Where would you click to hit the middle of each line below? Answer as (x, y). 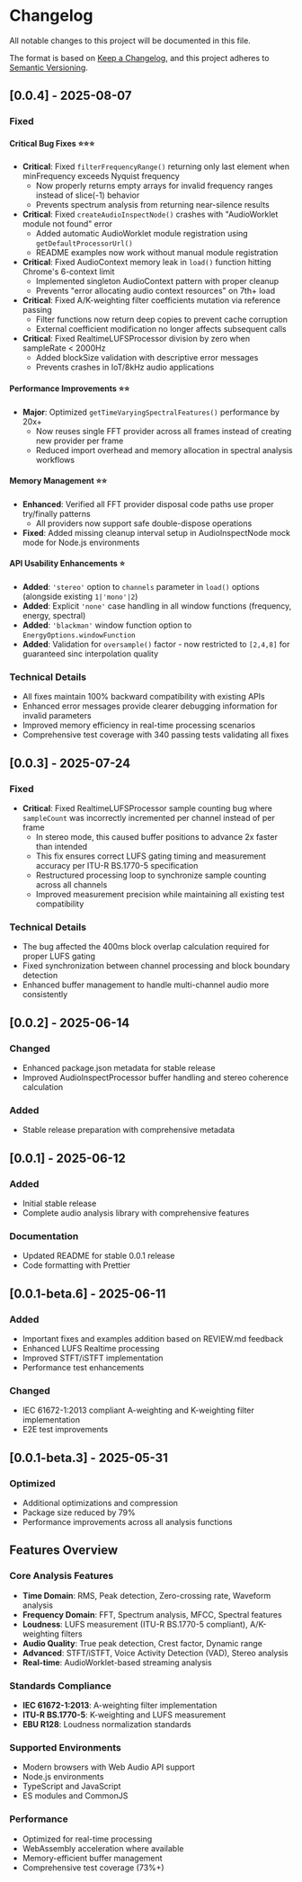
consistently (45, 995)
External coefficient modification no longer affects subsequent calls (161, 329)
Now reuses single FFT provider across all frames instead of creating (164, 431)
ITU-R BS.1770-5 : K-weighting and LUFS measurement (124, 1715)
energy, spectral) (54, 616)
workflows (55, 459)
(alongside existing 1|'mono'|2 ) (80, 597)
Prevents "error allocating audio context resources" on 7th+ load (155, 291)
